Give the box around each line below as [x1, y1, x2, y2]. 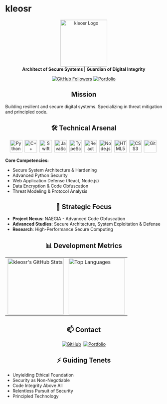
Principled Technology [12, 393, 59, 399]
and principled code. [5, 109, 48, 115]
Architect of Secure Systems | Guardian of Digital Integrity [22, 66, 146, 72]
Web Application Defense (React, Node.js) [12, 177, 99, 183]
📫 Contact [66, 325, 101, 334]
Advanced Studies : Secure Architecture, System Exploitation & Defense [12, 221, 161, 227]
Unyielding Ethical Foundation [12, 372, 74, 378]
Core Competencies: [5, 157, 49, 163]
